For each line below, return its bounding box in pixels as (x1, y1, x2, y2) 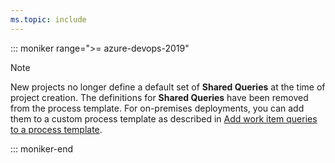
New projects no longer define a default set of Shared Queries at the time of (10, 81, 326, 93)
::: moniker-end (10, 142, 74, 155)
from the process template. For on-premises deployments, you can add (10, 102, 305, 114)
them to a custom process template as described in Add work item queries (10, 112, 318, 125)
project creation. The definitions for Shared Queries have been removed (10, 91, 309, 103)
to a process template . (10, 123, 103, 135)
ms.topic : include (10, 14, 87, 25)
